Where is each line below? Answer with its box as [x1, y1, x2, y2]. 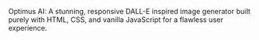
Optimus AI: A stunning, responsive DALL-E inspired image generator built [8, 7, 251, 16]
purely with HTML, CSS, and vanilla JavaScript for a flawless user [8, 15, 224, 24]
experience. [8, 24, 48, 32]
